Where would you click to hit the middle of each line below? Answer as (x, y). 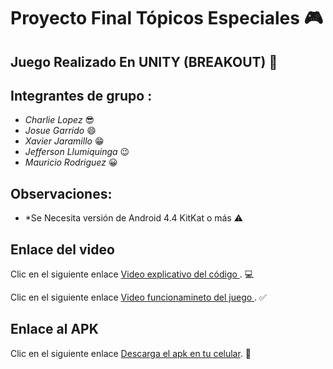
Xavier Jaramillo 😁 (64, 141)
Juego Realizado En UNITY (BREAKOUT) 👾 (144, 61)
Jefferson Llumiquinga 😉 (77, 152)
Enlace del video (62, 249)
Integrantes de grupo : (81, 95)
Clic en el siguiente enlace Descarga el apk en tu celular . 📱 (131, 353)
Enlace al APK (54, 329)
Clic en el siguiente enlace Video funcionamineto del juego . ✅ (138, 297)
